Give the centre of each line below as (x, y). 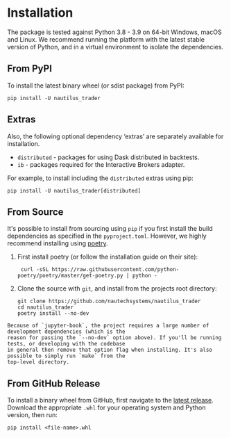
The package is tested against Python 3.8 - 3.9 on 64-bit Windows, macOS (114, 32)
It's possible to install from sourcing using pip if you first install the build (110, 229)
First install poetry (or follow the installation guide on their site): (108, 257)
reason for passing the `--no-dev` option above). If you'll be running (114, 338)
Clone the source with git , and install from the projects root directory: (117, 289)
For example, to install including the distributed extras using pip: (101, 178)
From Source (35, 212)
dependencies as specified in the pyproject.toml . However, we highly (107, 236)
